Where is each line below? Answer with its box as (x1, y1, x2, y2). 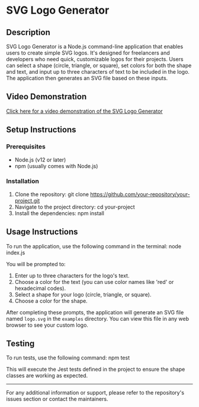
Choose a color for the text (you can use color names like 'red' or (14, 278, 174, 285)
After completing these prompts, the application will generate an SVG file (6, 308, 184, 315)
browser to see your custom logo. (6, 321, 89, 329)
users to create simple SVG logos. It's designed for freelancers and (6, 49, 170, 56)
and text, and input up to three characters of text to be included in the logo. (6, 68, 190, 75)
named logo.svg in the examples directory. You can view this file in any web (6, 315, 190, 322)
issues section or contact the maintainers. (6, 396, 108, 403)
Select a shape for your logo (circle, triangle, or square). (14, 291, 152, 298)
